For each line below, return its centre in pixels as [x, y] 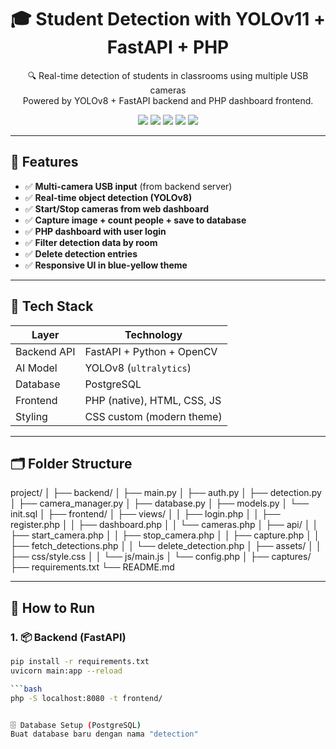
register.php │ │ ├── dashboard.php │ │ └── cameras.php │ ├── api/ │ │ [164, 525]
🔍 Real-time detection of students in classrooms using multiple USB [168, 75]
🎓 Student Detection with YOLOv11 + [168, 19]
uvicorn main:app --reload [66, 671]
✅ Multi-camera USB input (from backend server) [128, 186]
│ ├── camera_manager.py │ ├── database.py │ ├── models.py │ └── [160, 503]
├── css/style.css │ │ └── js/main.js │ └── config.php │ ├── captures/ [161, 557]
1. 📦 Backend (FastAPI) [68, 637]
